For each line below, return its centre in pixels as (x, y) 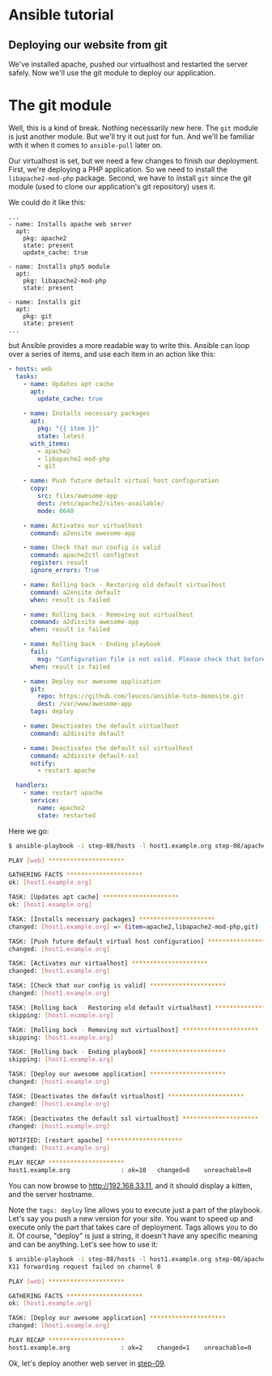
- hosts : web (30, 369)
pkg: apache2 (45, 238)
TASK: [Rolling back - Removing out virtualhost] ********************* (134, 1030)
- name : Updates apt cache (68, 384)
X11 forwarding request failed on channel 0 (85, 1267)
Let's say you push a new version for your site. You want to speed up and (131, 1218)
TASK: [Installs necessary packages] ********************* (112, 919)
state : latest (61, 436)
